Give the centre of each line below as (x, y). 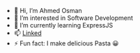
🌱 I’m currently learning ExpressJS (63, 25)
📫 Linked (28, 33)
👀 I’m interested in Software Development (73, 18)
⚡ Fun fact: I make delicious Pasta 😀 (66, 43)
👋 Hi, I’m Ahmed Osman (48, 11)
